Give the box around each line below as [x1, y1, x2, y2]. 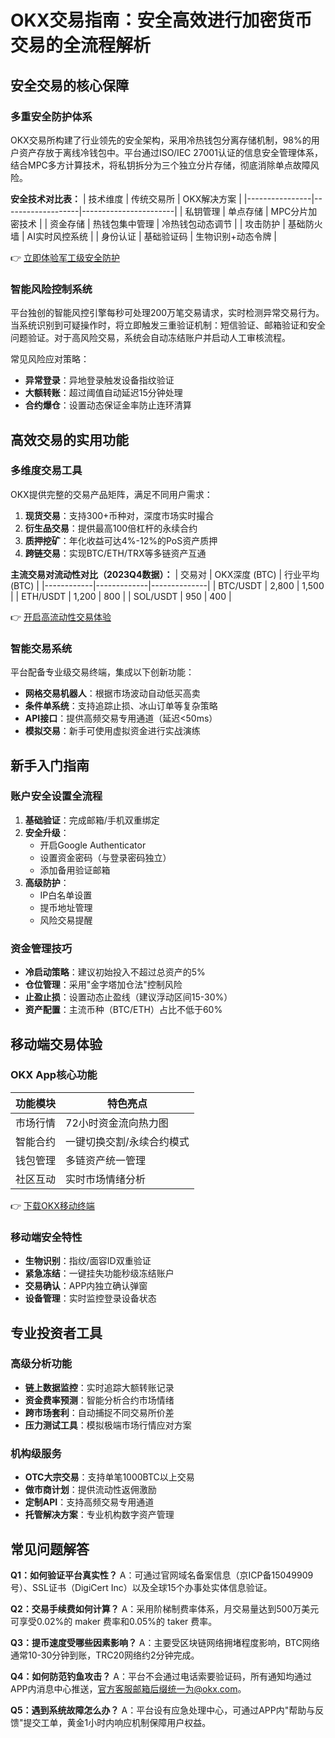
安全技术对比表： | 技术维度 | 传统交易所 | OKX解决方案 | [10, 192, 242, 205]
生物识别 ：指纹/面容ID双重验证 [24, 1255, 152, 1267]
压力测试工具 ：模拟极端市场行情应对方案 [24, 1419, 192, 1431]
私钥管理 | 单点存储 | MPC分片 [184, 205, 309, 217]
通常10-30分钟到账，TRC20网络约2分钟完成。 [10, 1649, 200, 1661]
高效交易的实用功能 [10, 431, 129, 448]
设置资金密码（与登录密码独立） [39, 851, 172, 863]
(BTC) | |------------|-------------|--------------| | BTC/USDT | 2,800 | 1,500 [10, 579, 325, 591]
